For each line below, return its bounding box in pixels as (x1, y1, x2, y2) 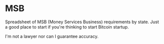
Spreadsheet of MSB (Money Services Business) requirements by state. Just (5, 19, 159, 25)
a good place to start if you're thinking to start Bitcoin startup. (5, 24, 129, 29)
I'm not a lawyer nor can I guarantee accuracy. (5, 33, 99, 39)
